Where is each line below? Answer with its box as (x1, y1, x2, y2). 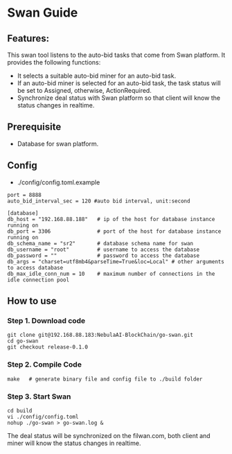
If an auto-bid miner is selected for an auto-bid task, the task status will (17, 79, 221, 87)
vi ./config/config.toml (7, 413, 79, 420)
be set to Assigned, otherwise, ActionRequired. (17, 87, 152, 94)
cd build (7, 407, 33, 414)
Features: (7, 33, 50, 44)
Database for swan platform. (17, 139, 99, 148)
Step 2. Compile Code (7, 360, 82, 369)
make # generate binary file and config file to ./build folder (7, 376, 203, 383)
